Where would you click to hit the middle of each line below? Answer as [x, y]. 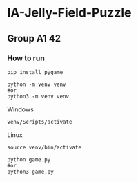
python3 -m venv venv [38, 96]
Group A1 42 [34, 38]
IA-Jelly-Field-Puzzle [69, 13]
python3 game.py [30, 172]
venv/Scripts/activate [40, 122]
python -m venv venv [37, 84]
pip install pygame [35, 72]
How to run [26, 58]
